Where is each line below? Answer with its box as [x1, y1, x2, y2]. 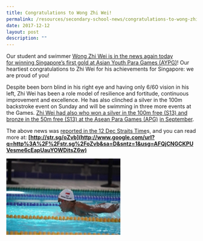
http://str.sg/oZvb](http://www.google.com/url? [30, 133, 155, 141]
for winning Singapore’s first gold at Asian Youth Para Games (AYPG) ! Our [6, 59, 190, 66]
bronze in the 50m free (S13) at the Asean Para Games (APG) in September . [6, 115, 195, 123]
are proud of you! [6, 72, 50, 79]
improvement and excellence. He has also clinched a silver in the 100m [6, 97, 182, 104]
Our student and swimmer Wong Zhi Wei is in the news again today [6, 53, 173, 60]
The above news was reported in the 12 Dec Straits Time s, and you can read [6, 127, 196, 135]
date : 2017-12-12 [6, 22, 50, 28]
